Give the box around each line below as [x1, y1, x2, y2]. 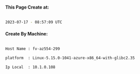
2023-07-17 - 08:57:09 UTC [5, 20, 62, 25]
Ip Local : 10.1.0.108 [5, 65, 56, 70]
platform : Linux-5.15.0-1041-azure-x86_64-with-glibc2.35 [5, 56, 135, 61]
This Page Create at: [5, 4, 49, 10]
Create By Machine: [5, 30, 48, 36]
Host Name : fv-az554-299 [5, 46, 60, 52]
